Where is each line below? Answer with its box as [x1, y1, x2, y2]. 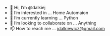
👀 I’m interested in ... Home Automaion [9, 10, 88, 16]
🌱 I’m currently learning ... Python [9, 15, 78, 20]
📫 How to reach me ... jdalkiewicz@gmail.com [9, 26, 105, 31]
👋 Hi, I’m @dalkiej [9, 5, 46, 10]
